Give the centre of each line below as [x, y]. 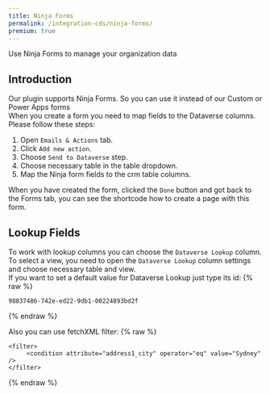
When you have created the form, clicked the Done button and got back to [130, 190]
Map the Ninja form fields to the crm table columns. [106, 174]
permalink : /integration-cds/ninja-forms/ [81, 23]
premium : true [32, 31]
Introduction [40, 79]
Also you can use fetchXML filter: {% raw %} [83, 331]
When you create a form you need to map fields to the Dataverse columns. [132, 116]
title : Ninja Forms [41, 16]
